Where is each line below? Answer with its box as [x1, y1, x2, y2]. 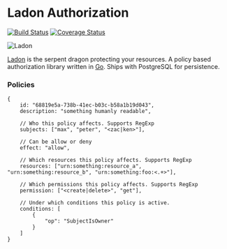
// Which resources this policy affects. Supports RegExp [20, 157, 192, 164]
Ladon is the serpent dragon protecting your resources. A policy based [7, 54, 212, 63]
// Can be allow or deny [20, 138, 92, 146]
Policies [7, 80, 35, 89]
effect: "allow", [20, 144, 71, 151]
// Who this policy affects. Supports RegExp [20, 120, 155, 127]
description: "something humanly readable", [20, 108, 152, 115]
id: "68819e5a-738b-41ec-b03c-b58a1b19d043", [20, 102, 155, 109]
